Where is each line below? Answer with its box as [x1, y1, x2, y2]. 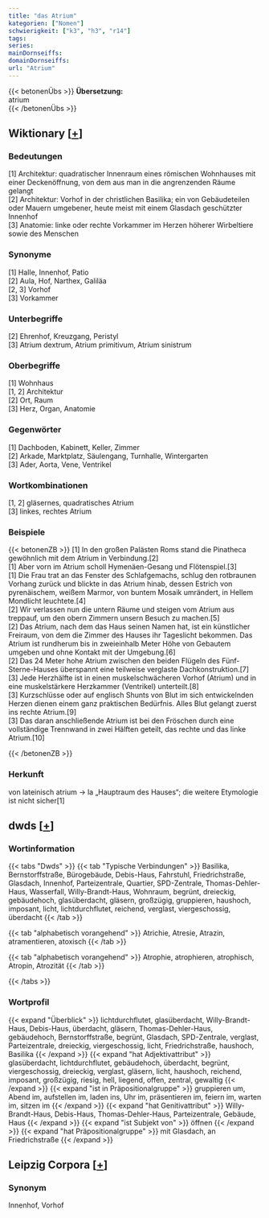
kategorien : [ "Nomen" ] [8, 19, 84, 27]
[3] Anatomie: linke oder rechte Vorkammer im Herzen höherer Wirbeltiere [8, 221, 254, 230]
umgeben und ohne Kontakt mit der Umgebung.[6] [8, 647, 176, 657]
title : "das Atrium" [8, 11, 78, 20]
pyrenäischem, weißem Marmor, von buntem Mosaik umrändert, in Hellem [8, 588, 254, 597]
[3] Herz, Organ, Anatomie [8, 404, 96, 414]
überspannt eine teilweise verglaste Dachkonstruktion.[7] [59, 665, 250, 675]
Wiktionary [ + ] [8, 126, 83, 141]
